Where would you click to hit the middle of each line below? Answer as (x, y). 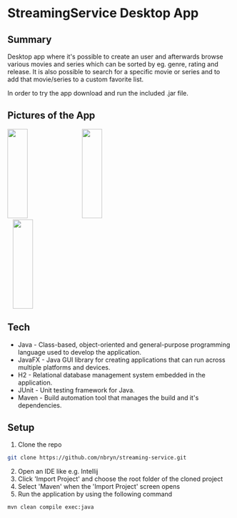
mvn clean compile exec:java (51, 507)
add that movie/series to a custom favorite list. (76, 79)
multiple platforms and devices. (64, 367)
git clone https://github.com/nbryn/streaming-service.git (97, 458)
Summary (30, 40)
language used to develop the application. (79, 352)
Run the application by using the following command (95, 494)
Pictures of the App (51, 116)
